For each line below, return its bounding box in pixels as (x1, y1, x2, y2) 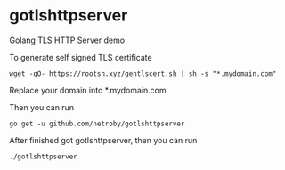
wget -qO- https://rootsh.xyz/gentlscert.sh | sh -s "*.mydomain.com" (9, 69, 277, 78)
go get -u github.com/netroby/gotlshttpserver (9, 119, 185, 128)
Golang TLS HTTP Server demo (9, 35, 126, 45)
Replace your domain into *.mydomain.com (9, 85, 167, 95)
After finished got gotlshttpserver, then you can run (9, 134, 198, 145)
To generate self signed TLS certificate (9, 52, 153, 62)
